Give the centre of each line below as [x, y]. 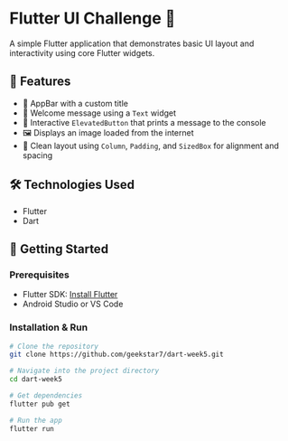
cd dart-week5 [36, 380]
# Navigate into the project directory [84, 371]
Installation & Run [49, 327]
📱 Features [40, 82]
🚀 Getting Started [59, 249]
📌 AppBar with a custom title [75, 103]
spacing [37, 155]
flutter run [32, 428]
